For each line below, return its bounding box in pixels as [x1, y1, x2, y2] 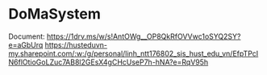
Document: [8, 31, 46, 41]
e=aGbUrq [8, 40, 44, 49]
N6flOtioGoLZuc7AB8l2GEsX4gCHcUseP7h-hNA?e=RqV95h [8, 57, 209, 67]
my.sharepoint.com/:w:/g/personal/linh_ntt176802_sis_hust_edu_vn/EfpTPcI [8, 48, 259, 58]
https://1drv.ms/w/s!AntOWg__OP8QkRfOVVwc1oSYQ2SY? [47, 31, 241, 41]
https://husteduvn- [44, 40, 107, 49]
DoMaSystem [8, 5, 101, 23]
